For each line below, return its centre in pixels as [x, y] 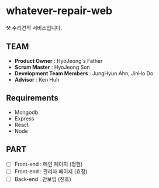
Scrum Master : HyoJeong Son [52, 67]
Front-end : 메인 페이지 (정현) [49, 164]
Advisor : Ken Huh [37, 79]
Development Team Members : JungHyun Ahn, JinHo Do [84, 73]
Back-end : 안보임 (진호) [43, 179]
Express [24, 118]
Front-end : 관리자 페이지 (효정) [51, 172]
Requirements [32, 98]
